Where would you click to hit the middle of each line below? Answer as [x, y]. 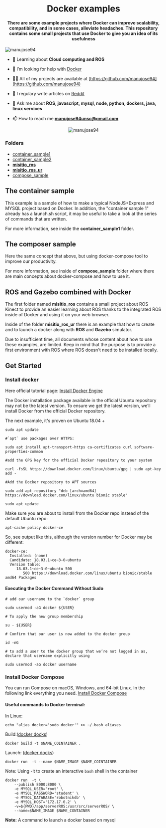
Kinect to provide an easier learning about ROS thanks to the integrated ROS [83, 309]
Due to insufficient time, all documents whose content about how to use [79, 339]
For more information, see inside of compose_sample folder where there [80, 271]
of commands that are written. [36, 219]
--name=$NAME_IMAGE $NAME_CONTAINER [52, 811]
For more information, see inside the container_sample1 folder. [70, 228]
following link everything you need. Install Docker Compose [66, 693]
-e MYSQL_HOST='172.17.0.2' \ [45, 802]
